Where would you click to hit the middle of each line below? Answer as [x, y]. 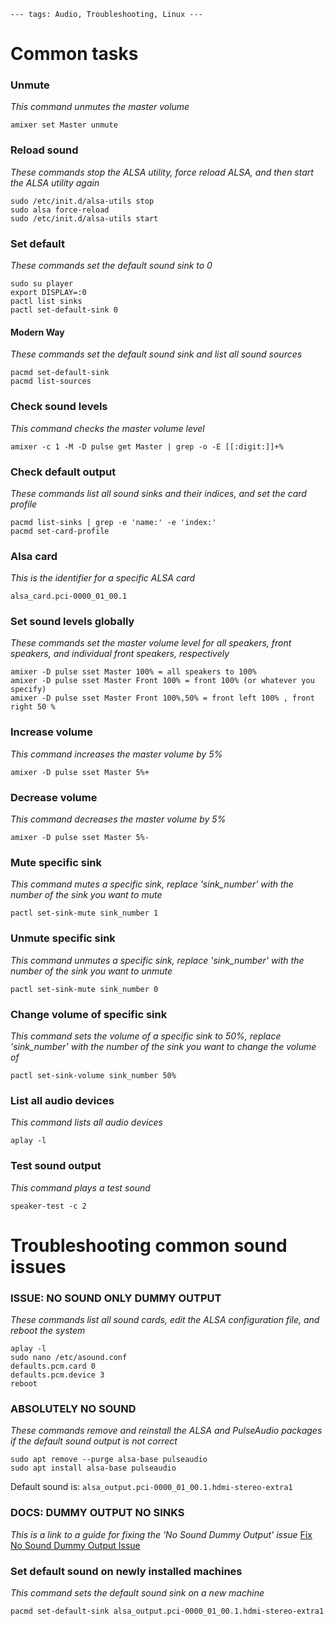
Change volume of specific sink [89, 1014]
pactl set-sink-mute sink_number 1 [84, 913]
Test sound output [56, 1166]
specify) [28, 690]
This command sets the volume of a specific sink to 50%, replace [146, 1036]
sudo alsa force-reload [60, 210]
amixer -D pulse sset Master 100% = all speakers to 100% [133, 672]
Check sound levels [59, 407]
